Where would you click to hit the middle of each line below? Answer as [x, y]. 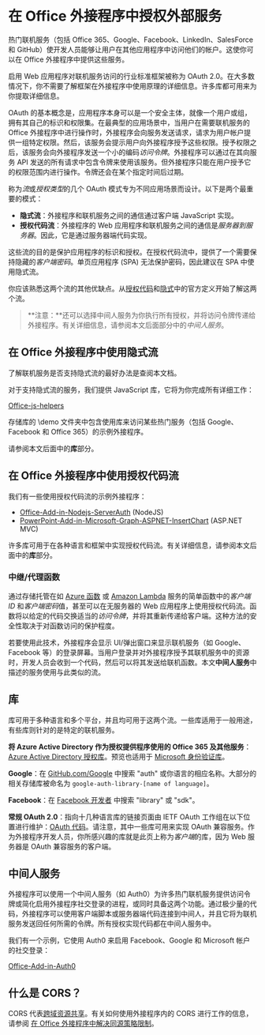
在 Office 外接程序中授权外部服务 [115, 16]
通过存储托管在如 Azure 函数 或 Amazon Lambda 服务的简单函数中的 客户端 [129, 596]
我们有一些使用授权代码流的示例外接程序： [77, 496]
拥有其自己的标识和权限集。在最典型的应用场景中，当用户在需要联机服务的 [129, 122]
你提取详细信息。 [36, 96]
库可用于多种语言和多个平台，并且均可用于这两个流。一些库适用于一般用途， [132, 720]
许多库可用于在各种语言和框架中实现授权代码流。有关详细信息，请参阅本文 [129, 545]
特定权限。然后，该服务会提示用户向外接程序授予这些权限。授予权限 [139, 142]
